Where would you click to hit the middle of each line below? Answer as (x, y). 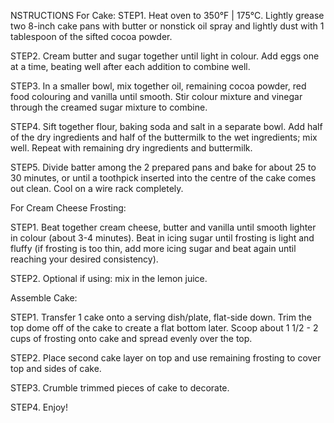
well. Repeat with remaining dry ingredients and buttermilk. (131, 148)
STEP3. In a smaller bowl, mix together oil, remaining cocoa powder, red (158, 86)
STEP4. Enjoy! (39, 407)
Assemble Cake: (44, 298)
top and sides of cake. (56, 368)
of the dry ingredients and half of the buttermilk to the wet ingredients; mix (164, 137)
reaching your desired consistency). (84, 259)
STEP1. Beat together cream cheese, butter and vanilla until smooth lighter (163, 227)
